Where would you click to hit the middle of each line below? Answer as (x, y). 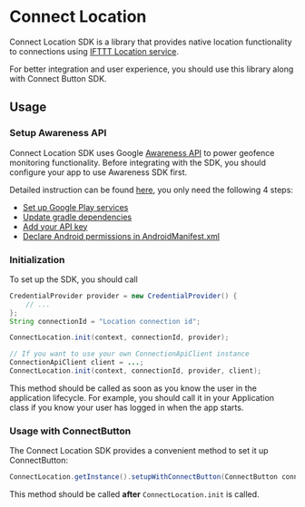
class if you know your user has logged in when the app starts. (127, 407)
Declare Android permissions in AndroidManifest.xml (121, 236)
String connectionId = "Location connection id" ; (105, 321)
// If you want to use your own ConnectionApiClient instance (129, 354)
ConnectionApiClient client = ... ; (77, 363)
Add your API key (55, 226)
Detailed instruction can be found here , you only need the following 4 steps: (151, 190)
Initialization (37, 259)
